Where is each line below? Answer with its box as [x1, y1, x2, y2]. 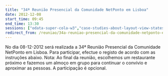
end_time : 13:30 [5, 21, 39, 26]
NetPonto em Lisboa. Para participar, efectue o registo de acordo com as [5, 49, 156, 55]
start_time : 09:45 [5, 16, 43, 21]
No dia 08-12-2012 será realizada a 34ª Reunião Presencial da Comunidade [5, 44, 161, 50]
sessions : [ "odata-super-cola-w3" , [5, 26, 79, 31]
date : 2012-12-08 [5, 12, 41, 17]
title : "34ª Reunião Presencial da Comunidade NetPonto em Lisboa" [5, 7, 149, 12]
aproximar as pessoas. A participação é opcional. [5, 65, 107, 71]
